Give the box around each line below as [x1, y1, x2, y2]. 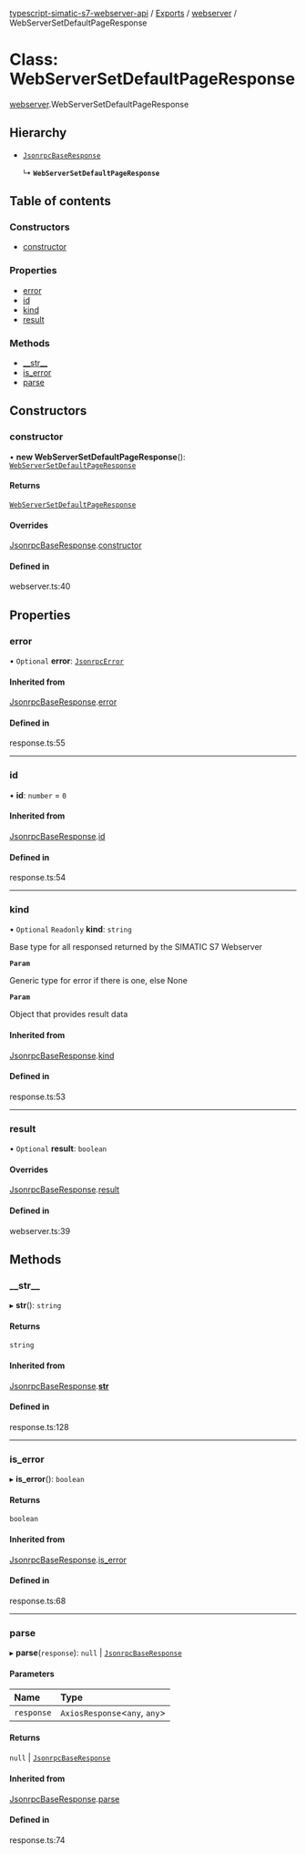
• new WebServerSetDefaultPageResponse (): [9, 451, 186, 462]
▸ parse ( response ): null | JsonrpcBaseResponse [9, 1647, 182, 1658]
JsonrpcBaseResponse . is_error [9, 1554, 127, 1565]
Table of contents [9, 193, 111, 209]
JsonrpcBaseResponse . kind [9, 1050, 115, 1061]
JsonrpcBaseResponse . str [9, 1380, 109, 1391]
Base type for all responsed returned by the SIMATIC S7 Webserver [9, 942, 262, 953]
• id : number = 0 [9, 789, 66, 800]
